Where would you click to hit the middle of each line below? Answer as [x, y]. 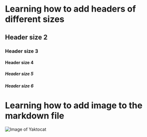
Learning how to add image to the [74, 106]
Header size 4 [19, 63]
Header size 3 [22, 51]
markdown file [35, 116]
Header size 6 [19, 86]
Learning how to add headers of [71, 9]
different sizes [35, 19]
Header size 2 [26, 37]
